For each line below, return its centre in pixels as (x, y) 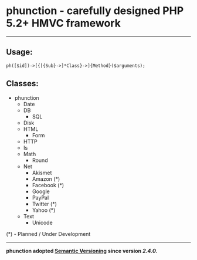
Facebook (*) (48, 185)
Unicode (42, 222)
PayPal (40, 197)
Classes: (23, 84)
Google (41, 191)
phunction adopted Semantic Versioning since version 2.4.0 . (82, 251)
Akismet (42, 173)
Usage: (20, 52)
